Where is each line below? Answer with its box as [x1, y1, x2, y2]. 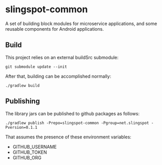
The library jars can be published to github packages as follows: [5, 110, 140, 116]
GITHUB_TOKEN [12, 149, 47, 155]
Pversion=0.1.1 [5, 125, 38, 130]
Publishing [5, 97, 40, 106]
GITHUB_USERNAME [12, 144, 57, 150]
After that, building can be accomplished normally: [5, 73, 111, 79]
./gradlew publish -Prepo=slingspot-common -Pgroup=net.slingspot [5, 120, 149, 126]
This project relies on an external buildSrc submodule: [5, 54, 119, 60]
